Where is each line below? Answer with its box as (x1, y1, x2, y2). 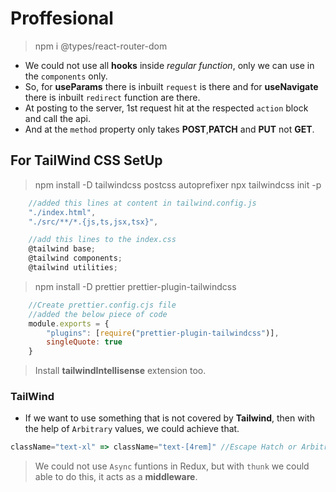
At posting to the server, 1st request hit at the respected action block (24, 102, 309, 114)
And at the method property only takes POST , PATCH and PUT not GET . (24, 123, 315, 135)
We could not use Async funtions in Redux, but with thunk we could (34, 460, 310, 472)
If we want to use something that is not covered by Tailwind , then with (24, 412, 315, 424)
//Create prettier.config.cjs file (28, 300, 177, 310)
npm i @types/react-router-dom (34, 40, 168, 52)
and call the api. (24, 112, 91, 124)
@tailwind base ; (28, 244, 97, 254)
